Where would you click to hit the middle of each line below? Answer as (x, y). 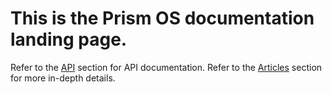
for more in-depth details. (63, 78)
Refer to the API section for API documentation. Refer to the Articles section (166, 67)
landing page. (69, 39)
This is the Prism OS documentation (162, 18)
